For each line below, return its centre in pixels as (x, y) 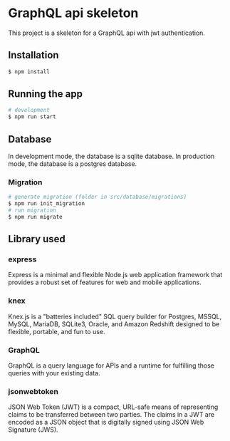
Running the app (45, 94)
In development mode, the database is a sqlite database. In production (111, 156)
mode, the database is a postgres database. (73, 164)
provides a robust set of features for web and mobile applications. (105, 282)
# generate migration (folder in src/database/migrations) (98, 197)
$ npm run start (32, 117)
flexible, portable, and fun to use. (57, 331)
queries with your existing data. (54, 373)
